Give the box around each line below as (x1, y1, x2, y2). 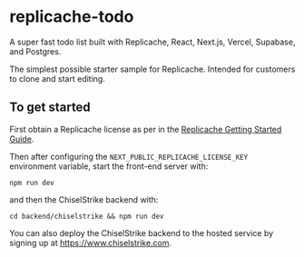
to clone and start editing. (9, 73, 106, 84)
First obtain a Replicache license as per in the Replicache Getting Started (9, 124, 282, 134)
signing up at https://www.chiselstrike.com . (9, 237, 172, 248)
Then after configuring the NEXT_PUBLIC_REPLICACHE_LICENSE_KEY (9, 151, 249, 162)
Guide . (9, 133, 34, 144)
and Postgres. (9, 45, 62, 56)
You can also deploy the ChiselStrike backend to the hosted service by (9, 227, 274, 238)
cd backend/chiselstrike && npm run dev (9, 212, 165, 221)
